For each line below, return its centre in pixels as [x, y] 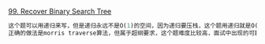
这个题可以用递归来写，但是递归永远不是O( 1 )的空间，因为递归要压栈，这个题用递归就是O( [133, 26]
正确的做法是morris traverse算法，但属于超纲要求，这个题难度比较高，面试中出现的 [129, 33]
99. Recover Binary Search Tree [60, 11]
